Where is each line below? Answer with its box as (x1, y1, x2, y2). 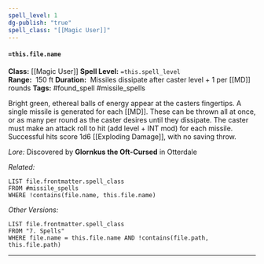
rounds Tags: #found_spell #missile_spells (8, 83, 145, 93)
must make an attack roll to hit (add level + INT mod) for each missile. (8, 123, 233, 133)
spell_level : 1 (8, 11, 58, 20)
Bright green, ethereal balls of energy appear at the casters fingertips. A (8, 98, 242, 108)
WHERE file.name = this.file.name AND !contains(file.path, (8, 233, 210, 242)
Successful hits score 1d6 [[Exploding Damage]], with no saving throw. (8, 131, 237, 141)
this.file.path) (8, 240, 61, 248)
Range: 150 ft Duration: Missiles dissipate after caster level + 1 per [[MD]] (8, 75, 251, 84)
